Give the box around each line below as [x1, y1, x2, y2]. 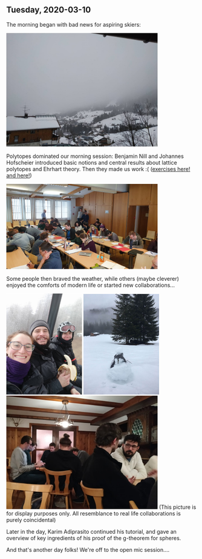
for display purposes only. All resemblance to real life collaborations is [6, 509, 181, 517]
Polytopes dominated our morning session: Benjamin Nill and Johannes [6, 152, 184, 160]
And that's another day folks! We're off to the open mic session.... [6, 546, 170, 553]
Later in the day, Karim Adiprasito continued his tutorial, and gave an [6, 528, 177, 535]
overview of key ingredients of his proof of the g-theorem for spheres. [6, 534, 181, 541]
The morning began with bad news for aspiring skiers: [6, 21, 141, 28]
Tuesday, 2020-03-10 [6, 5, 91, 15]
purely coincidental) [6, 516, 56, 523]
